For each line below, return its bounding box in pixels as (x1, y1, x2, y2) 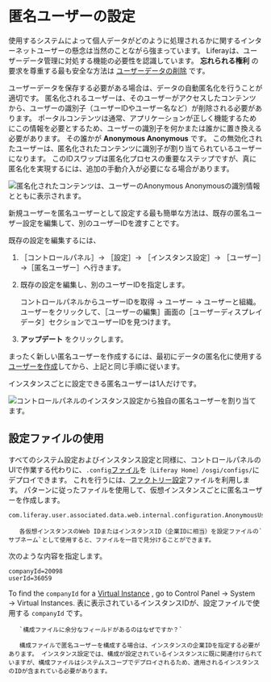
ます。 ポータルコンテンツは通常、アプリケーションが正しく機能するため (15, 113, 256, 123)
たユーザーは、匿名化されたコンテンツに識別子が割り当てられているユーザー (8, 143, 263, 153)
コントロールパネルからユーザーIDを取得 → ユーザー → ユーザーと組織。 (19, 296, 261, 307)
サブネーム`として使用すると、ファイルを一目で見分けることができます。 (8, 536, 215, 544)
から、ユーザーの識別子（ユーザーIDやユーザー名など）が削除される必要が (8, 103, 256, 113)
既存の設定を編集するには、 (8, 235, 101, 245)
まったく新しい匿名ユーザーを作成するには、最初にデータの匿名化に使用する (8, 351, 263, 361)
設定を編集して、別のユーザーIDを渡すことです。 (22, 218, 184, 228)
